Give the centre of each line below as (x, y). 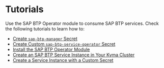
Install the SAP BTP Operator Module (51, 49)
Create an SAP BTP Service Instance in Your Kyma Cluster (74, 55)
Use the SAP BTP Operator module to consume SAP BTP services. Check (82, 23)
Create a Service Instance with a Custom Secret (63, 60)
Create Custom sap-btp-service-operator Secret (64, 44)
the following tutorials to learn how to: (45, 28)
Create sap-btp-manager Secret (45, 39)
